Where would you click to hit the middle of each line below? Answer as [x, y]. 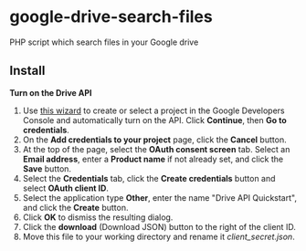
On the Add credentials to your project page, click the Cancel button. [154, 140]
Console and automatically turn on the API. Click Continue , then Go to [154, 120]
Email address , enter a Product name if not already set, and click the [153, 159]
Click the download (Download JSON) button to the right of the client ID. [159, 226]
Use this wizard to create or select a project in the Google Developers [153, 110]
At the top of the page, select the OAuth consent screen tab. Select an [156, 149]
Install [27, 71]
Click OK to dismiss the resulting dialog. [98, 217]
